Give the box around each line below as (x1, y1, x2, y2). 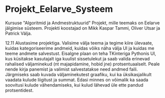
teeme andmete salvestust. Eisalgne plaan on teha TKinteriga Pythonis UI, (5, 50, 157, 56)
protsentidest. (5, 87, 34, 93)
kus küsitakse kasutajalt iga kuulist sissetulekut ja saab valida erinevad (5, 55, 150, 61)
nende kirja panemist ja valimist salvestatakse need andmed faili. (5, 66, 138, 72)
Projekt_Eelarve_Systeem (5, 3, 113, 15)
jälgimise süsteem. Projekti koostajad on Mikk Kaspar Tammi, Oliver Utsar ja (5, 25, 161, 31)
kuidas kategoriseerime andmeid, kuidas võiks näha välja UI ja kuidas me (5, 45, 155, 51)
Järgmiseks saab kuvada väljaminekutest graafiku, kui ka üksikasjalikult (5, 71, 152, 77)
